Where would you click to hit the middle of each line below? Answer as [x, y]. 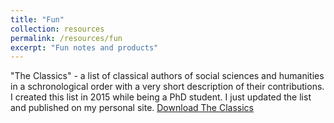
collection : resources [57, 29]
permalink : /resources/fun [66, 38]
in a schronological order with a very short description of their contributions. [167, 87]
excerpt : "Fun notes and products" [84, 47]
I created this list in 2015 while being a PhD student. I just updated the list [161, 97]
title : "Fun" [37, 19]
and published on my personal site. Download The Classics [132, 108]
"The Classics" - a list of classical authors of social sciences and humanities [167, 76]
